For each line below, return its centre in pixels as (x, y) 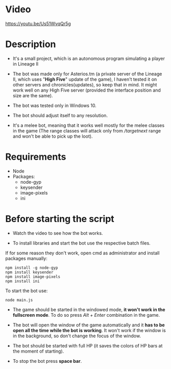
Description (31, 44)
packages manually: (26, 258)
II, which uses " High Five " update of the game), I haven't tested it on (85, 79)
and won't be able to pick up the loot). (53, 136)
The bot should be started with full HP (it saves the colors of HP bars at (88, 345)
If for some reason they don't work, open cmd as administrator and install (82, 253)
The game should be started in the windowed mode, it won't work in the (89, 309)
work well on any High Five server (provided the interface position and (87, 90)
